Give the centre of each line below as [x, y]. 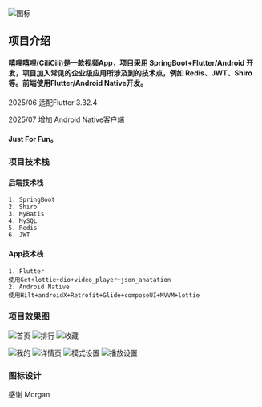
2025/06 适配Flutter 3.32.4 [53, 102]
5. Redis [23, 228]
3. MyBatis [26, 214]
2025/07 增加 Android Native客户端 [67, 119]
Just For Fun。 [33, 139]
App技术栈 [26, 253]
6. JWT [19, 235]
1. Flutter [26, 271]
